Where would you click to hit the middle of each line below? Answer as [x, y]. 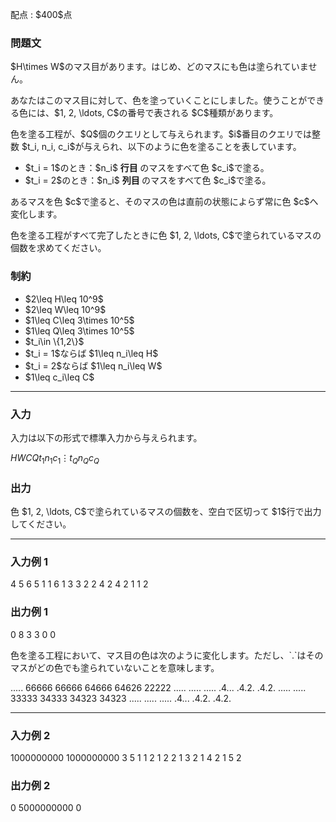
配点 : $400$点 [41, 14]
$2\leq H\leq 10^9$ [64, 299]
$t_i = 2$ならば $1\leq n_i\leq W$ [93, 365]
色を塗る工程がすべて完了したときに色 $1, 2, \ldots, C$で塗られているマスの [166, 235]
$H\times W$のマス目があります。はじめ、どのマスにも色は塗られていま [159, 67]
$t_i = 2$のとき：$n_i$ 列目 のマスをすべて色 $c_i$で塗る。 [148, 180]
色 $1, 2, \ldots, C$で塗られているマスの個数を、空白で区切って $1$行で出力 [166, 511]
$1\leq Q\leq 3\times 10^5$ [79, 330]
